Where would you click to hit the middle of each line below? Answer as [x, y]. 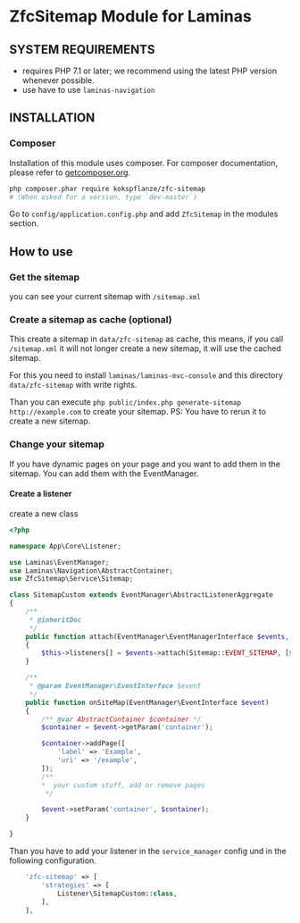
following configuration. [53, 860]
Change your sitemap [57, 444]
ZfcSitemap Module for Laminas [130, 17]
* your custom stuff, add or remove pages [123, 785]
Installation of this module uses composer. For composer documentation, [144, 163]
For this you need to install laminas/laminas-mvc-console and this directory [146, 375]
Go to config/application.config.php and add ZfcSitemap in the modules [144, 214]
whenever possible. [58, 80]
